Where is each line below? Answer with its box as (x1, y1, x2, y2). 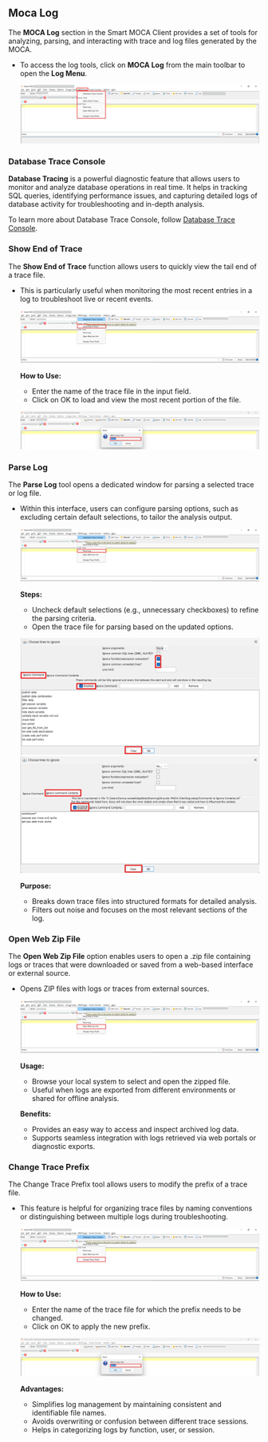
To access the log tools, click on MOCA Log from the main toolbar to (19, 60, 246, 69)
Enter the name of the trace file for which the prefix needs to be (31, 1305, 242, 1314)
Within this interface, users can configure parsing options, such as (19, 504, 239, 513)
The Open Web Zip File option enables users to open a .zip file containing (8, 952, 251, 961)
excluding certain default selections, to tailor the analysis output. (19, 513, 233, 522)
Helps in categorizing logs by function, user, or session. (31, 1424, 215, 1434)
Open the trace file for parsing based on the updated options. (31, 622, 234, 632)
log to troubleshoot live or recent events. (19, 294, 154, 303)
